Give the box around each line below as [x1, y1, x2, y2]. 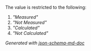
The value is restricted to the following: [5, 5, 87, 10]
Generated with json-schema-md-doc [5, 40, 85, 46]
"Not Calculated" [12, 30, 49, 36]
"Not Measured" [12, 20, 47, 25]
